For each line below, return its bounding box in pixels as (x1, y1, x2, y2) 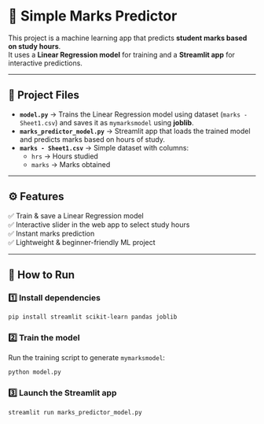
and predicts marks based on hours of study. (19, 134, 166, 144)
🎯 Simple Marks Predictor (8, 7, 178, 25)
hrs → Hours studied (31, 151, 98, 161)
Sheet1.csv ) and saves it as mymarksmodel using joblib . (19, 117, 194, 127)
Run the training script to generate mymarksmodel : (8, 353, 165, 363)
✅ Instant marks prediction (8, 229, 95, 238)
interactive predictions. (8, 58, 82, 68)
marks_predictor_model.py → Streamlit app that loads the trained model (19, 126, 251, 136)
